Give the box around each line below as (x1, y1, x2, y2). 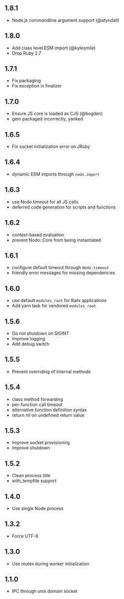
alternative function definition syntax (11, 406, 87, 412)
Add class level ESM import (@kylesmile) (11, 45, 96, 51)
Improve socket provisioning (11, 440, 70, 446)
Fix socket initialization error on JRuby (11, 144, 90, 150)
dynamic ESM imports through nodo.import (11, 171, 100, 177)
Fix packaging (11, 78, 41, 84)
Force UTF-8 (11, 533, 38, 539)
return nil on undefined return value (11, 412, 85, 418)
